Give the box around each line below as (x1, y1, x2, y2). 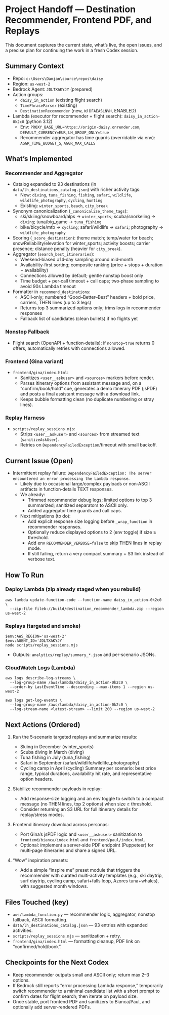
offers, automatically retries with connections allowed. (12, 345, 125, 351)
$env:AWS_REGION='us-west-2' (5, 634, 67, 639)
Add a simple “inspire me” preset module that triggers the (20, 867, 141, 873)
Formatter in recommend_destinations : (12, 289, 91, 295)
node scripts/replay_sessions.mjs (5, 643, 78, 648)
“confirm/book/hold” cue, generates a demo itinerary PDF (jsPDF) (20, 386, 158, 392)
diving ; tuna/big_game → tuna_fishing (20, 219, 102, 225)
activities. (12, 927, 33, 933)
